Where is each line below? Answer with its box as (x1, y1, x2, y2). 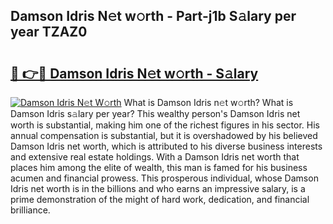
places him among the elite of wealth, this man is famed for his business (10, 162, 308, 173)
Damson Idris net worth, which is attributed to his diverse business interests (10, 140, 323, 152)
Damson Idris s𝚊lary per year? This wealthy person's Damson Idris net (10, 108, 301, 119)
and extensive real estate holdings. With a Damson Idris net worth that (10, 151, 300, 163)
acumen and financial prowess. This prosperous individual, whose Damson (10, 172, 319, 184)
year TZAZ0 (10, 24, 88, 41)
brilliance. (10, 204, 51, 216)
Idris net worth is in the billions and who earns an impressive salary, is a (10, 183, 306, 194)
